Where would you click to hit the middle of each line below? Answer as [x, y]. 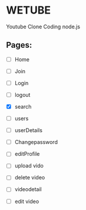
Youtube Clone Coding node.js [43, 27]
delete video [30, 178]
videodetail [28, 189]
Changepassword [36, 142]
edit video [27, 201]
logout [22, 94]
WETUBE [29, 10]
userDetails [29, 130]
